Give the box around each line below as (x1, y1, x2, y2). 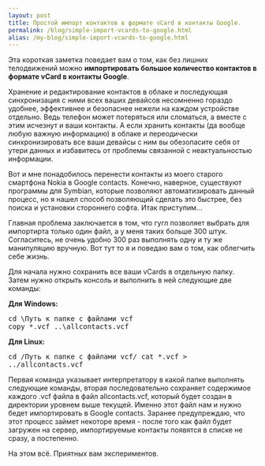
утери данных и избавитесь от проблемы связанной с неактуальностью (8, 146, 252, 155)
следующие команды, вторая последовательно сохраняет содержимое (8, 383, 251, 393)
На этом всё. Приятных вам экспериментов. (8, 449, 159, 458)
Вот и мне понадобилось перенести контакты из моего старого (8, 170, 223, 179)
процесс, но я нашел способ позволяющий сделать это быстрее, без (8, 195, 242, 204)
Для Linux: (8, 337, 45, 347)
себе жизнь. (8, 252, 50, 261)
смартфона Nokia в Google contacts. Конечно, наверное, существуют (8, 178, 242, 188)
